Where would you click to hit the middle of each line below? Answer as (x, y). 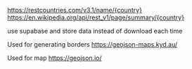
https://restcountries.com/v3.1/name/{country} (75, 10)
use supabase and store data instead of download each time (95, 31)
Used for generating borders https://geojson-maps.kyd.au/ (92, 44)
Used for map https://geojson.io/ (55, 58)
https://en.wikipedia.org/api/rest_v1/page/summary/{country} (96, 17)
